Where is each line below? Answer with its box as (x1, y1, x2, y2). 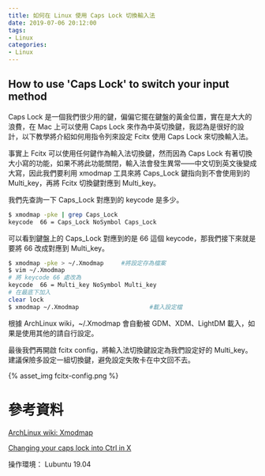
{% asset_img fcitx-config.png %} (8, 371, 119, 380)
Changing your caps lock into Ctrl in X (8, 443, 132, 452)
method (8, 90, 47, 104)
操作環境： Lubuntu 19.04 (8, 459, 91, 469)
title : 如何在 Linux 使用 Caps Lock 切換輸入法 (8, 11, 155, 20)
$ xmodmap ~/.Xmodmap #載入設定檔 (8, 303, 183, 311)
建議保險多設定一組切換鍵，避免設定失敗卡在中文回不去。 (8, 355, 195, 365)
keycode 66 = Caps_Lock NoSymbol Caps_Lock (8, 218, 157, 226)
